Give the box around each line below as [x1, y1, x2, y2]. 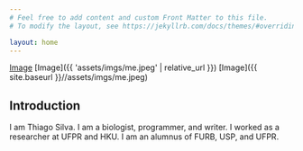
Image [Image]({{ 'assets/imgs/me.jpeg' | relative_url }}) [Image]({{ [9, 62, 258, 73]
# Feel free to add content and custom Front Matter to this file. [9, 13, 269, 22]
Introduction [9, 98, 81, 113]
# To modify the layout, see [9, 22, 119, 31]
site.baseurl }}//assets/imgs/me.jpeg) [9, 72, 149, 83]
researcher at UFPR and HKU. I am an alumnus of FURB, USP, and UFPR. [9, 131, 280, 142]
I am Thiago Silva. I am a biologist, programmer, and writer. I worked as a [9, 122, 280, 133]
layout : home [9, 38, 59, 47]
